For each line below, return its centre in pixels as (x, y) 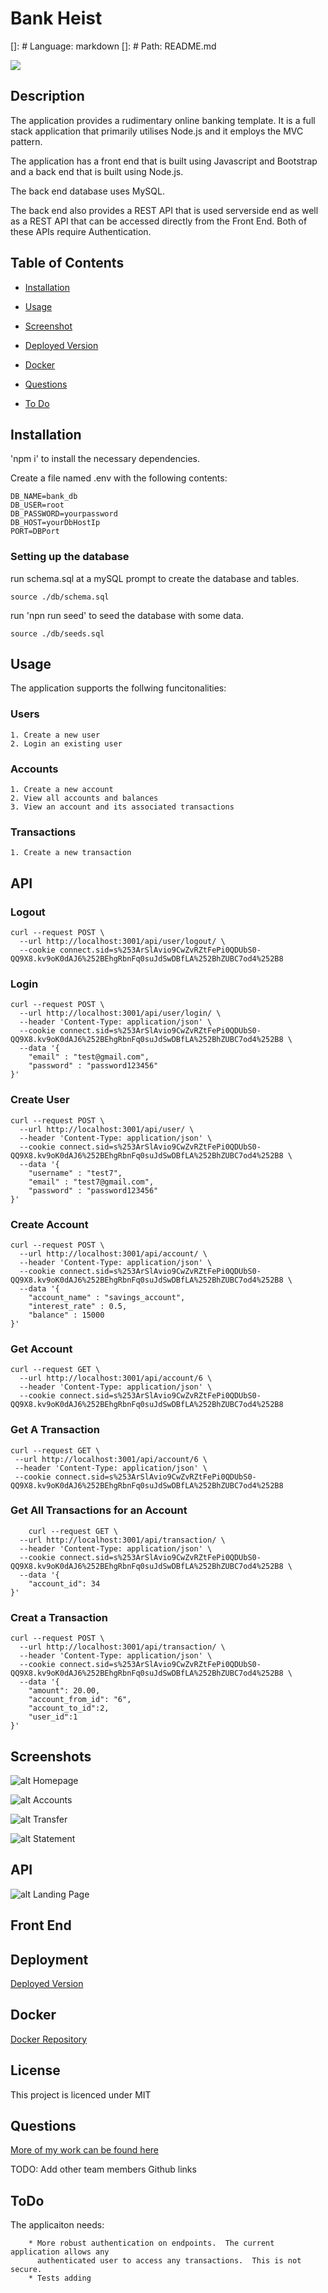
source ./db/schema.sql (60, 597)
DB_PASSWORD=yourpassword (64, 514)
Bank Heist (56, 18)
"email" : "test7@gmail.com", (91, 1182)
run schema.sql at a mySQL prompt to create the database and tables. (155, 578)
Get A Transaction (55, 1430)
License (35, 2070)
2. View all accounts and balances (84, 798)
